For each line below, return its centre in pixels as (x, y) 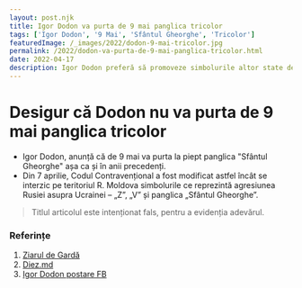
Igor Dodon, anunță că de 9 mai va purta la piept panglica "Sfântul (145, 156)
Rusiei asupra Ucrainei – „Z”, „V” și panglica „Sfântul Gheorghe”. (140, 194)
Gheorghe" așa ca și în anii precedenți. (94, 166)
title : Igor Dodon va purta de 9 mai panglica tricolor (116, 26)
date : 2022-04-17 (42, 59)
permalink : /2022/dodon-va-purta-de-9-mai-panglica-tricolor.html (136, 51)
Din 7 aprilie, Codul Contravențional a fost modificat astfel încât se (145, 175)
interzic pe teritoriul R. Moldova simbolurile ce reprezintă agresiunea (149, 184)
